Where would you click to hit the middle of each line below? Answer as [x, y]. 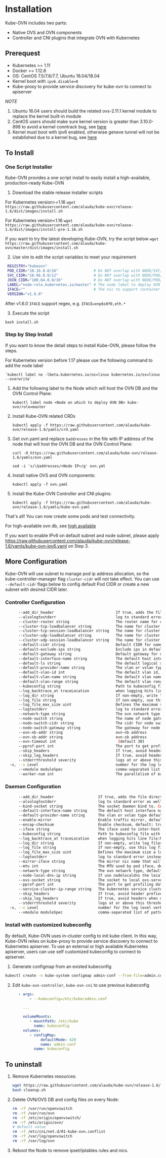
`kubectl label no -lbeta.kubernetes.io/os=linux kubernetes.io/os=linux [83, 375]
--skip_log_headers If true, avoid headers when [88, 899]
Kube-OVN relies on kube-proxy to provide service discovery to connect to [82, 941]
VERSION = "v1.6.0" [25, 294]
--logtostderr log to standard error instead [90, 857]
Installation [29, 9]
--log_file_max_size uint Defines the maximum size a [87, 852]
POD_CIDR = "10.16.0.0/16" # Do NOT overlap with [74, 271]
